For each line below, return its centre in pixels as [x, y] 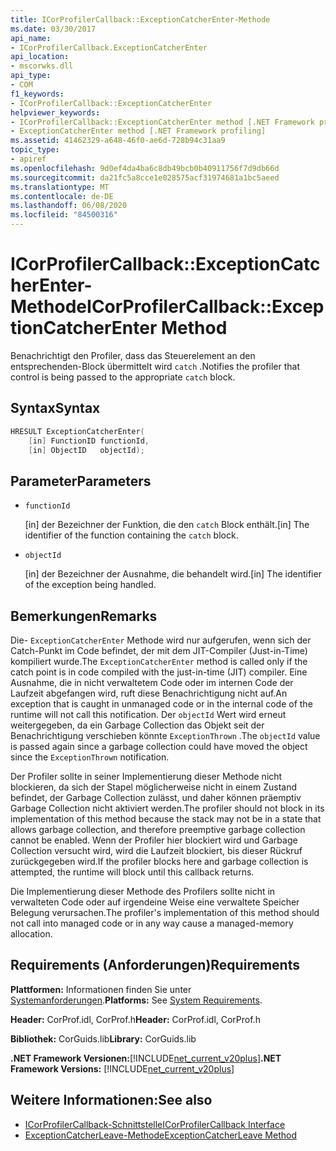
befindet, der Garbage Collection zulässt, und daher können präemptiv [156, 797]
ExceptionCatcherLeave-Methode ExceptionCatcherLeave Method [161, 1135]
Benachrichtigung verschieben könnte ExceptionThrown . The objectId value [165, 735]
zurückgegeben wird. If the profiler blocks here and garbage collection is [159, 861]
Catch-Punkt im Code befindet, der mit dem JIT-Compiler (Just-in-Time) [159, 650]
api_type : [31, 76]
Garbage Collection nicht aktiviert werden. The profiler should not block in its [167, 808]
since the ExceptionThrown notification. [90, 757]
